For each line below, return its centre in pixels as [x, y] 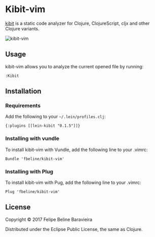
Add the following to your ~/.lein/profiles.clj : [55, 117]
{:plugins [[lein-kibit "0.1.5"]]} [43, 126]
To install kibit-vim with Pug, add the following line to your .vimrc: [73, 182]
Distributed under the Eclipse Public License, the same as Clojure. [74, 229]
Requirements [23, 106]
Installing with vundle [32, 138]
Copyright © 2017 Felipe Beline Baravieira [49, 219]
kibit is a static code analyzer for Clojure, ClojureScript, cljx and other [77, 23]
